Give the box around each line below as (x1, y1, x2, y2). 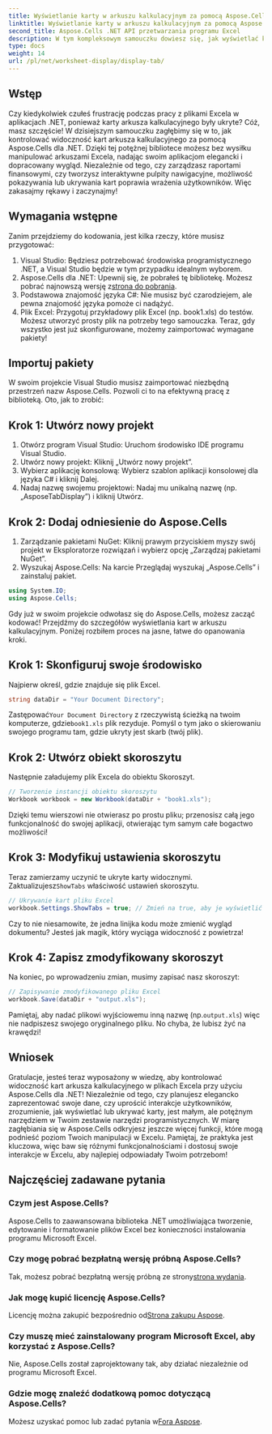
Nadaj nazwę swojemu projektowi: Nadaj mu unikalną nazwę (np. (19, 483, 237, 493)
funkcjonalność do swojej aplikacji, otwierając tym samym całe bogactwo (8, 818, 253, 828)
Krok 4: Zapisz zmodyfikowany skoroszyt (8, 950, 224, 964)
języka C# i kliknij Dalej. (19, 475, 100, 484)
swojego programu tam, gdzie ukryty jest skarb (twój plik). (8, 727, 204, 737)
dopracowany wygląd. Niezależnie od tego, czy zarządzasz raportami (8, 160, 241, 170)
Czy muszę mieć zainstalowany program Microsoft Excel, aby (8, 1330, 256, 1342)
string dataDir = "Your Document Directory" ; (8, 695, 164, 703)
